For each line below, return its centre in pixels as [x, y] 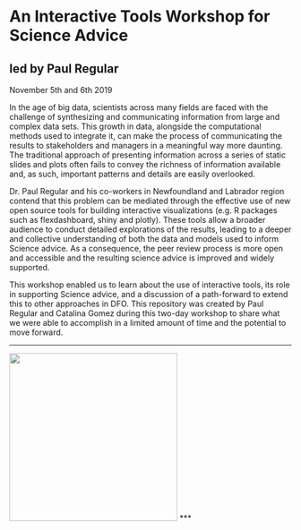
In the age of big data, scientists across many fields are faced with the [139, 107]
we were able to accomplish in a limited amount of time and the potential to [148, 323]
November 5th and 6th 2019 [61, 90]
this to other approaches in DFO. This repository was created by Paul [137, 303]
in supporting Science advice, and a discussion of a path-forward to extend [149, 294]
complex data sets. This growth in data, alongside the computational [135, 126]
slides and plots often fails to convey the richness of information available [145, 164]
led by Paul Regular [64, 68]
